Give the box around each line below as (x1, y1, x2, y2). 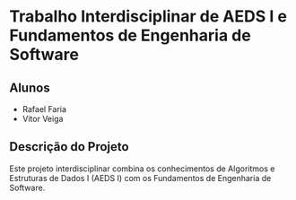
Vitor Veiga (22, 114, 64, 124)
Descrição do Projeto (9, 139, 129, 154)
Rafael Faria (22, 104, 67, 114)
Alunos (9, 80, 51, 95)
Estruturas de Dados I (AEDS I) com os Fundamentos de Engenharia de (9, 172, 272, 183)
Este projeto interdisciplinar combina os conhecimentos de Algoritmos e (9, 163, 275, 174)
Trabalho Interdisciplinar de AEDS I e (9, 6, 287, 27)
